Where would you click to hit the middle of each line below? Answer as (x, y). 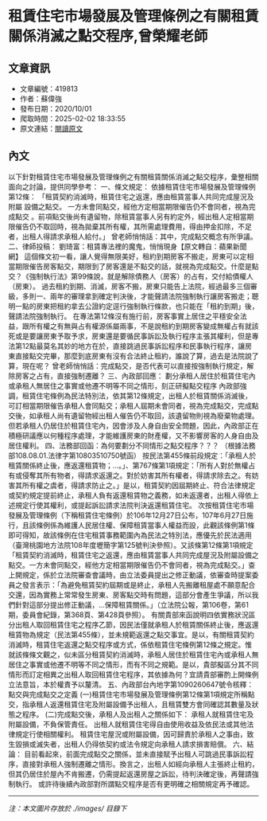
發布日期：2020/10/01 (56, 109)
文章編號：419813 (48, 89)
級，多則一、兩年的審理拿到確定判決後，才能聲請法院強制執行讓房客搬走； (130, 296)
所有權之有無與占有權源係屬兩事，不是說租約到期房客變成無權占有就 (140, 326)
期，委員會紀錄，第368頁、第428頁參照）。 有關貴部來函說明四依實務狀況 (128, 615)
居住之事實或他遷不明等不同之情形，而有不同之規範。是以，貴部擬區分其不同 (133, 664)
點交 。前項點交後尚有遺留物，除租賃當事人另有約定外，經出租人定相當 (131, 217)
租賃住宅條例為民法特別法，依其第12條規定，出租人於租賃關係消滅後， (137, 396)
